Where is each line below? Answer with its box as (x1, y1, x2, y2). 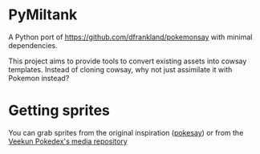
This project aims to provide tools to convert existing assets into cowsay (8, 56, 247, 66)
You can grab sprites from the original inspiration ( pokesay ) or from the (8, 128, 244, 137)
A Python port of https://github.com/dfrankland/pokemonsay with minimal (8, 32, 253, 42)
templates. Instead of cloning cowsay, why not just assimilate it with (8, 64, 233, 74)
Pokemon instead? (8, 73, 70, 83)
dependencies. (8, 40, 58, 50)
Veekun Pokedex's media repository (8, 136, 128, 146)
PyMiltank (8, 6, 78, 24)
